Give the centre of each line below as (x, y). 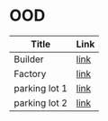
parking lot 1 (40, 88)
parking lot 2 (40, 102)
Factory (30, 73)
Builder (29, 59)
